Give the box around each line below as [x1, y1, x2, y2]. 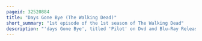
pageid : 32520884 [6, 8, 50, 15]
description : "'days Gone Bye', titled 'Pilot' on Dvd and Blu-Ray [6, 25, 179, 32]
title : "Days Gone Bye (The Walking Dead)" [6, 14, 117, 20]
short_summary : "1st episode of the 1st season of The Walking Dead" [6, 20, 185, 26]
